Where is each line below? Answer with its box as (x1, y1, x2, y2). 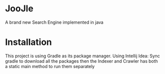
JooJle (5, 3, 33, 14)
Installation (5, 37, 52, 48)
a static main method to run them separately (5, 63, 95, 69)
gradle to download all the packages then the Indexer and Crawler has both (5, 58, 158, 64)
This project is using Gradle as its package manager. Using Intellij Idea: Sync (5, 53, 160, 59)
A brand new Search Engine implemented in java (5, 19, 103, 25)
